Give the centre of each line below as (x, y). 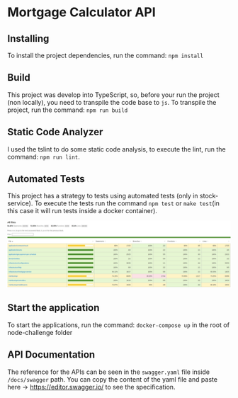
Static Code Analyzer (55, 132)
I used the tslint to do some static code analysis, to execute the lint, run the (117, 149)
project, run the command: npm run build (68, 110)
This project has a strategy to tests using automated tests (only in (103, 196)
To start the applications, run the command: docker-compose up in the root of (119, 325)
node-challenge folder (40, 332)
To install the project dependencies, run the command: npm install (106, 55)
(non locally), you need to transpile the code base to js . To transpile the (112, 102)
